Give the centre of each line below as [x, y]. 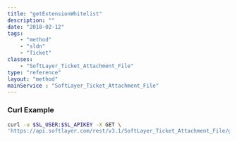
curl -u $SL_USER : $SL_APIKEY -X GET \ [64, 125]
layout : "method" [33, 79]
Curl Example [31, 110]
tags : [15, 33]
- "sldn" [33, 46]
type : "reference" [34, 72]
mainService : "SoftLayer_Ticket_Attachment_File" [83, 86]
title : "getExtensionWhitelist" [55, 14]
